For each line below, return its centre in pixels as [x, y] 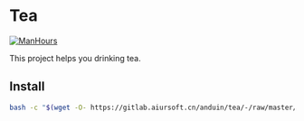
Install [27, 87]
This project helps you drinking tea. [76, 58]
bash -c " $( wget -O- [48, 107]
